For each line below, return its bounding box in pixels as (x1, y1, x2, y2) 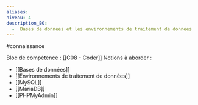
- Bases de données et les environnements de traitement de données (12, 25, 192, 32)
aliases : (6, 8, 29, 15)
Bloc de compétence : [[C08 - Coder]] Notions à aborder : (6, 54, 152, 61)
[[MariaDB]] (15, 86, 45, 93)
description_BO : (6, 20, 48, 26)
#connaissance (6, 42, 45, 50)
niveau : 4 (6, 15, 32, 21)
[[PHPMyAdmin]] (15, 92, 58, 99)
